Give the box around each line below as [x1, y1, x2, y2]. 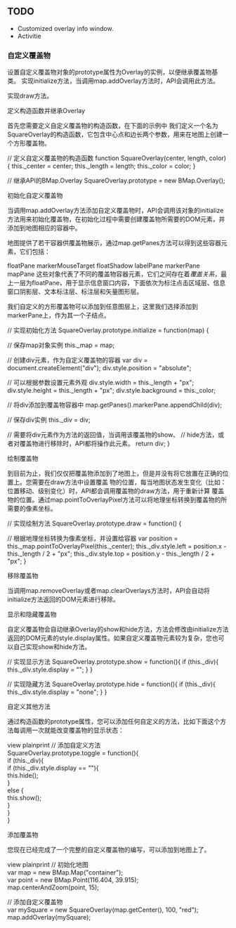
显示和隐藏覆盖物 [7, 610, 57, 619]
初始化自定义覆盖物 [7, 191, 63, 200]
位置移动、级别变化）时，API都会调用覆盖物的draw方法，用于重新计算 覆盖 [7, 487, 225, 495]
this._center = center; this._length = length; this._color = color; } [11, 162, 196, 171]
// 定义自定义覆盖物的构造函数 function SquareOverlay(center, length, [7, 154, 208, 162]
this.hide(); [7, 771, 39, 780]
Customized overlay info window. [17, 24, 114, 32]
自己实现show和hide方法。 [13, 643, 91, 651]
